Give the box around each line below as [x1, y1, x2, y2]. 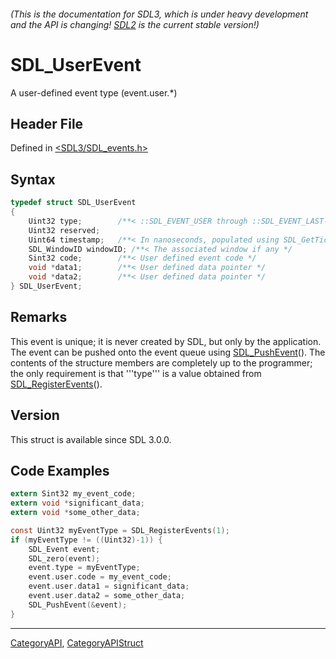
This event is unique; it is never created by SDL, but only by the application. [10, 335, 322, 347]
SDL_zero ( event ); [28, 553, 101, 564]
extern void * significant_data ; [10, 498, 145, 509]
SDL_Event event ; [28, 544, 101, 554]
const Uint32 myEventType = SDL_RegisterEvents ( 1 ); [10, 525, 230, 535]
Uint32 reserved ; [28, 225, 101, 235]
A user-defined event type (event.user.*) [10, 86, 178, 99]
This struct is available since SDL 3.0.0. [10, 433, 172, 445]
